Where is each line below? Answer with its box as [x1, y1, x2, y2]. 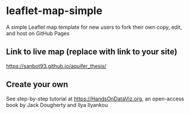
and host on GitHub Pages [6, 29, 70, 36]
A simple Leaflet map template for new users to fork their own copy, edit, [6, 24, 182, 31]
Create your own [6, 79, 69, 89]
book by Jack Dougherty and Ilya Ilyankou [6, 101, 108, 108]
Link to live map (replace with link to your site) [6, 47, 178, 57]
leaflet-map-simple [6, 4, 103, 18]
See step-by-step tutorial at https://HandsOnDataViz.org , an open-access [6, 95, 185, 102]
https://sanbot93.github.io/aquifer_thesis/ [6, 62, 107, 69]
